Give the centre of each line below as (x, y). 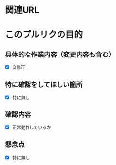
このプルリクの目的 (44, 35)
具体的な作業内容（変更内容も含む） (60, 54)
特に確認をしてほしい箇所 (44, 84)
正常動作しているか (32, 127)
